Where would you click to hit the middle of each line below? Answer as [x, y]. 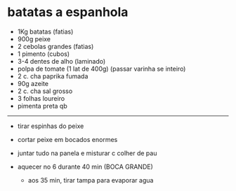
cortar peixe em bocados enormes [67, 139]
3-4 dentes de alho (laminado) [61, 61]
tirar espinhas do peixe [51, 126]
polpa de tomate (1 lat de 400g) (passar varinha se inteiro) [101, 69]
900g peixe [34, 38]
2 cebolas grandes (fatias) [55, 46]
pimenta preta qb [42, 106]
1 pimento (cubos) [44, 54]
